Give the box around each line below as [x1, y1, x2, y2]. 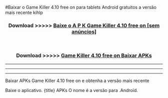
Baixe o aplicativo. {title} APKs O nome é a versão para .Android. [5, 87, 138, 93]
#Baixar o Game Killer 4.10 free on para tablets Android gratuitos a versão [5, 4, 156, 10]
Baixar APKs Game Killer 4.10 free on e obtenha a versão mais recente [5, 77, 149, 83]
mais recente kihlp [5, 9, 43, 15]
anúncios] [71, 28, 96, 35]
